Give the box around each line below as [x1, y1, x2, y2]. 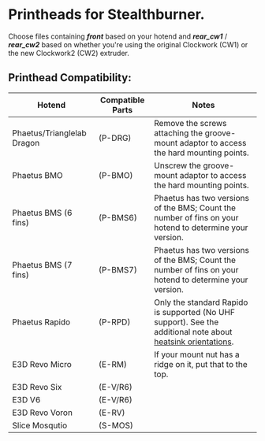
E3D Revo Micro [12, 358, 73, 369]
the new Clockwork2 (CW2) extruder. [8, 48, 130, 57]
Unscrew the [153, 160, 201, 171]
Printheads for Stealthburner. [8, 6, 205, 24]
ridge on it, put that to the [153, 358, 248, 369]
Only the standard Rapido [153, 297, 248, 308]
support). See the [153, 317, 219, 328]
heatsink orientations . [153, 336, 234, 347]
